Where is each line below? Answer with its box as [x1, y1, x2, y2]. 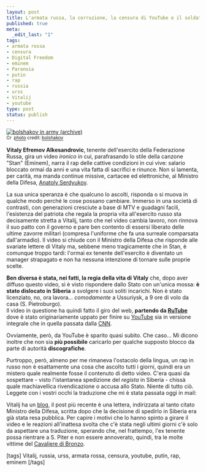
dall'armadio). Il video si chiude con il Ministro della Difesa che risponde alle [6, 237, 198, 244]
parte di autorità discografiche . [6, 344, 86, 352]
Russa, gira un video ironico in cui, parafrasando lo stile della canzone [6, 153, 183, 160]
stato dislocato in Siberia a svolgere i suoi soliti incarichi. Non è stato [6, 287, 182, 295]
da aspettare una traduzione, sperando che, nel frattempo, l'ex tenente [6, 427, 185, 435]
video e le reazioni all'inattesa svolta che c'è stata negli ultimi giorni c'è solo [6, 421, 198, 428]
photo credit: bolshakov [13, 135, 64, 141]
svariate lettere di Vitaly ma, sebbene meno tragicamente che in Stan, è [6, 243, 187, 250]
